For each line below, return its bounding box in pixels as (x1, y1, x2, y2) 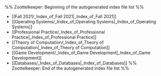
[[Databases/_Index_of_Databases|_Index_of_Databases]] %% (11, 60, 137, 66)
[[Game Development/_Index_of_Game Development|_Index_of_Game (11, 50, 151, 56)
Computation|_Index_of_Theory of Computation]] (11, 45, 110, 50)
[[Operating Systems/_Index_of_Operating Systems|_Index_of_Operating (11, 19, 156, 24)
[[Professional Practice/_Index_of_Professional (11, 29, 105, 35)
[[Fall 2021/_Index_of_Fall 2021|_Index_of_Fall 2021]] (11, 14, 117, 19)
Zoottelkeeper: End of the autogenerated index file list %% (11, 65, 129, 71)
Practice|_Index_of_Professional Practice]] (11, 34, 97, 40)
